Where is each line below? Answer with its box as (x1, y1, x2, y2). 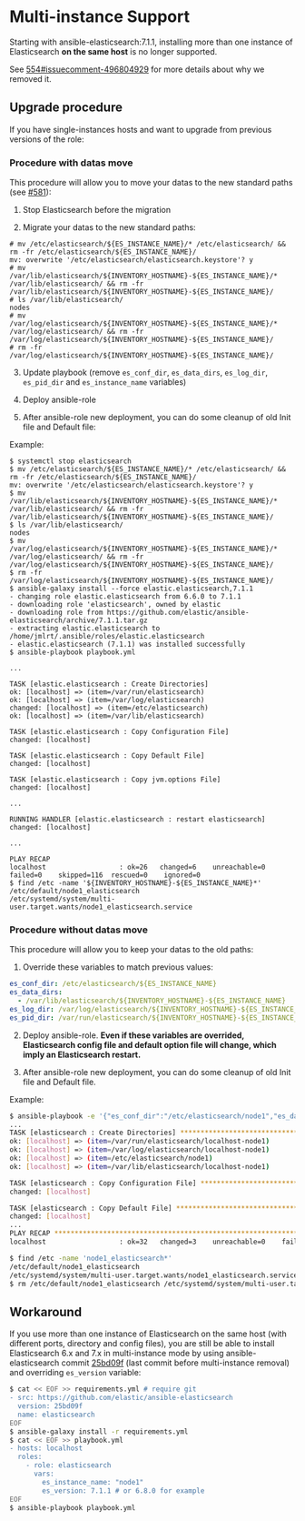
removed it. (9, 73, 52, 84)
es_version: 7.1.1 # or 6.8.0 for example (42, 1486, 205, 1496)
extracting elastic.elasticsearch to (17, 624, 161, 633)
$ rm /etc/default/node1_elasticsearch (9, 1279, 161, 1288)
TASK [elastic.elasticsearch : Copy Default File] (9, 751, 205, 760)
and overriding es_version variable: (9, 1367, 142, 1378)
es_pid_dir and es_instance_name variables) (22, 377, 187, 388)
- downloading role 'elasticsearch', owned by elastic (9, 600, 221, 609)
